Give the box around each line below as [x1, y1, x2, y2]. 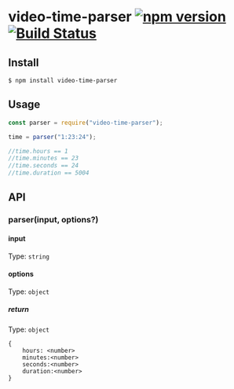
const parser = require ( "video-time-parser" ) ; [8, 119, 163, 127]
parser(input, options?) [8, 215, 99, 226]
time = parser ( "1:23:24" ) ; [8, 133, 97, 141]
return [8, 305, 30, 314]
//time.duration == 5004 [8, 169, 90, 177]
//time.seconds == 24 [8, 162, 79, 170]
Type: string [8, 251, 49, 261]
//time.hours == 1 [8, 147, 68, 155]
